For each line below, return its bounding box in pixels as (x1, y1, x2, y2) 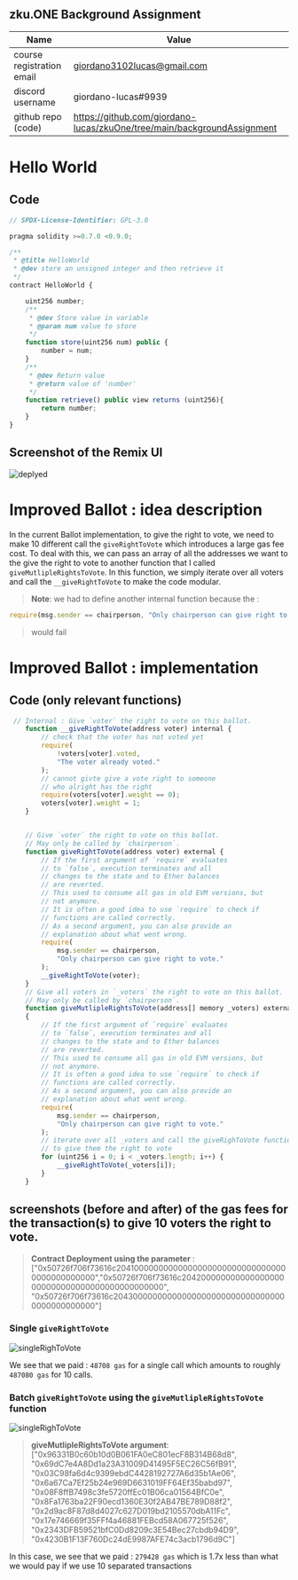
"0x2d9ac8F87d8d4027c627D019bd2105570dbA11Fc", (30, 1505, 231, 1516)
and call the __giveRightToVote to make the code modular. (9, 576, 222, 586)
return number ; (41, 404, 98, 413)
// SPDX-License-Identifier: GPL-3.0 (9, 216, 149, 224)
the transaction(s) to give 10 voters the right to (9, 1215, 272, 1231)
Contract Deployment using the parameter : (30, 1253, 195, 1263)
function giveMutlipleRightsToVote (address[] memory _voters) (25, 1004, 260, 1013)
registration (13, 59, 62, 72)
